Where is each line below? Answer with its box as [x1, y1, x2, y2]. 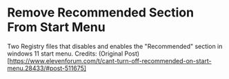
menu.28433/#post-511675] [7, 64, 87, 72]
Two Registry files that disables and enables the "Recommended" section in [7, 42, 223, 50]
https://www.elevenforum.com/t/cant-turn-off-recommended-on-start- [9, 56, 212, 65]
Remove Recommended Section [7, 5, 195, 21]
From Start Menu [7, 19, 106, 35]
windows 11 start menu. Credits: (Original [7, 49, 123, 58]
